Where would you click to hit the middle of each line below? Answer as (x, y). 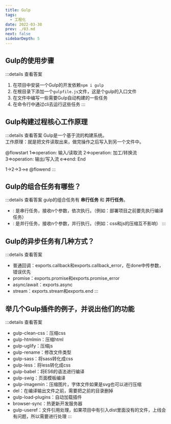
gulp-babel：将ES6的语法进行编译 (48, 371)
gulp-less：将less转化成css (42, 365)
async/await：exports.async (43, 285)
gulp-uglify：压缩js (33, 346)
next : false (18, 34)
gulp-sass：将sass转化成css (43, 358)
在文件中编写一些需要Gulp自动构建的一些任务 (60, 97)
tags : (11, 15)
